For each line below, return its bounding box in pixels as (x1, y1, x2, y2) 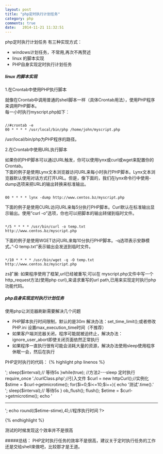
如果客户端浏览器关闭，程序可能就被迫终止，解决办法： (12, 331, 123, 337)
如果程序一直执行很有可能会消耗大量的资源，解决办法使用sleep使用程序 (12, 343, 155, 349)
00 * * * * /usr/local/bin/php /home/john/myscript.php (5, 127, 120, 132)
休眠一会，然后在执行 (12, 349, 55, 355)
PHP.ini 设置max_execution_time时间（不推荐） (12, 324, 107, 330)
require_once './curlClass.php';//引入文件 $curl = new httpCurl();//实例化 (5, 375, 149, 381)
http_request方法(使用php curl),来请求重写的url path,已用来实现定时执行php (5, 277, 156, 283)
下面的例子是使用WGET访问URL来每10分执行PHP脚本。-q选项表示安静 (5, 238, 146, 243)
